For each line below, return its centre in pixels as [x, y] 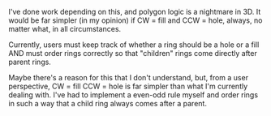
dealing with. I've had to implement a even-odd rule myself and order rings [133, 95]
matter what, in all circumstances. [65, 29]
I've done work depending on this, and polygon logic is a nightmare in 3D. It [135, 12]
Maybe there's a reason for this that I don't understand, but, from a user [129, 77]
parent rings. [30, 62]
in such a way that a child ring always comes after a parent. [108, 103]
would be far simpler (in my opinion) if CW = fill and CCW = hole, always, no [135, 20]
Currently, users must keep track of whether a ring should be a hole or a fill [134, 45]
